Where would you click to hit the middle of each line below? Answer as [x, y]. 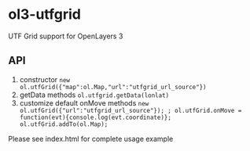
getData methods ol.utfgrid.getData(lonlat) [94, 95]
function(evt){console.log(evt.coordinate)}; [95, 117]
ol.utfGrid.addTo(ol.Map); [64, 124]
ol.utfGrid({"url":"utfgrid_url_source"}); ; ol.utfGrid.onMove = [131, 110]
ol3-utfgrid [44, 14]
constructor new [45, 79]
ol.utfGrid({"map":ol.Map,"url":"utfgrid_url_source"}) [113, 87]
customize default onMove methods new [84, 102]
